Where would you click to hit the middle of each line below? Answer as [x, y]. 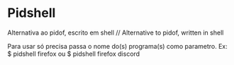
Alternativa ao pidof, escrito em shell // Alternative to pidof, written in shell [116, 32]
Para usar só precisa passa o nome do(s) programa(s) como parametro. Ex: [118, 46]
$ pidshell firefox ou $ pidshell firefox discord [74, 54]
